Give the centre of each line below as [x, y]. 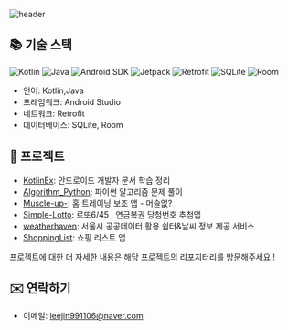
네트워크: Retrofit [53, 113]
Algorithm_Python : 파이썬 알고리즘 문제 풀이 [102, 191]
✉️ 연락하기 [40, 288]
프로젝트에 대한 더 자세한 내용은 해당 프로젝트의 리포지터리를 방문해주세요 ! [143, 257]
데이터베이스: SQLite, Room [73, 124]
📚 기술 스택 [41, 45]
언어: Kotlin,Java [53, 90]
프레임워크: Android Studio [72, 101]
